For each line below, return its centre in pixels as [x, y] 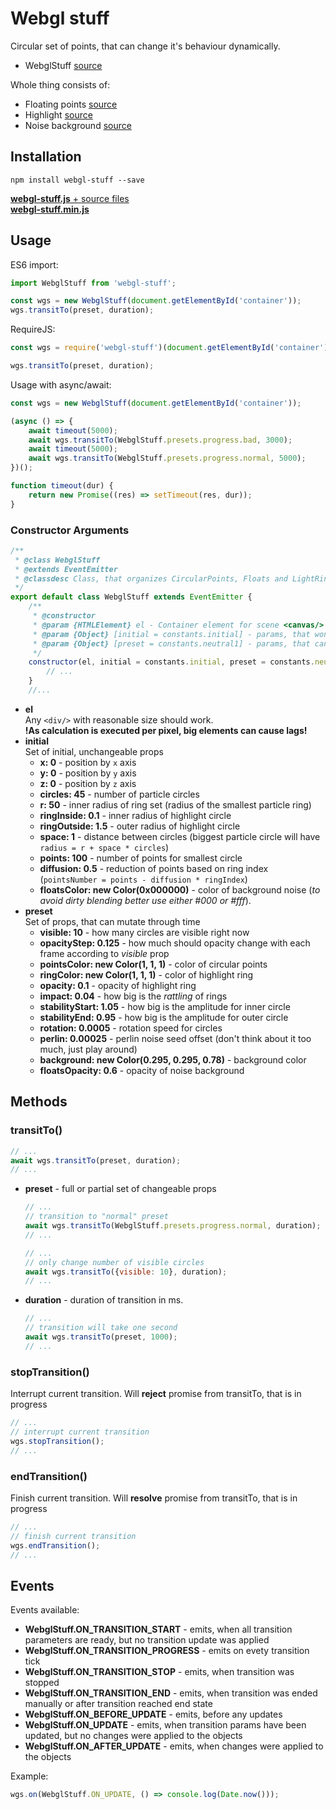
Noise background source [78, 125]
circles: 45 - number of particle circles [119, 794]
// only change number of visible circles [114, 1262]
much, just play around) [88, 1049]
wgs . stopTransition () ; [57, 1441]
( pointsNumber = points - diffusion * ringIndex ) [143, 879]
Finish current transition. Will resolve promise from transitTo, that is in [154, 1498]
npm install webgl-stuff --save [77, 180]
